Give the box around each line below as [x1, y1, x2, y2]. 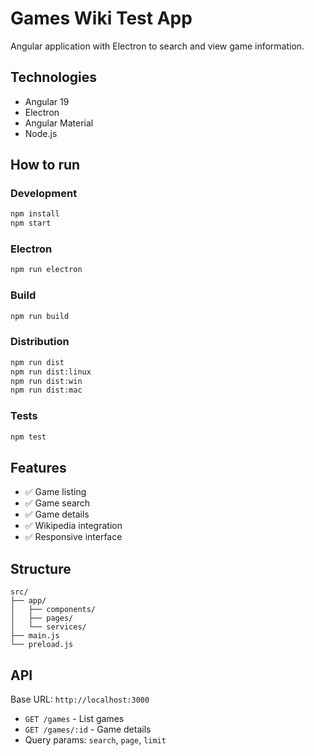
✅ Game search [24, 497, 91, 509]
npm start [10, 218, 52, 229]
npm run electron [10, 265, 83, 275]
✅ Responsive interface [24, 531, 123, 543]
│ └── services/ [10, 622, 87, 632]
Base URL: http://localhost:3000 [10, 693, 150, 705]
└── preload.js [10, 640, 74, 650]
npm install [10, 209, 60, 219]
